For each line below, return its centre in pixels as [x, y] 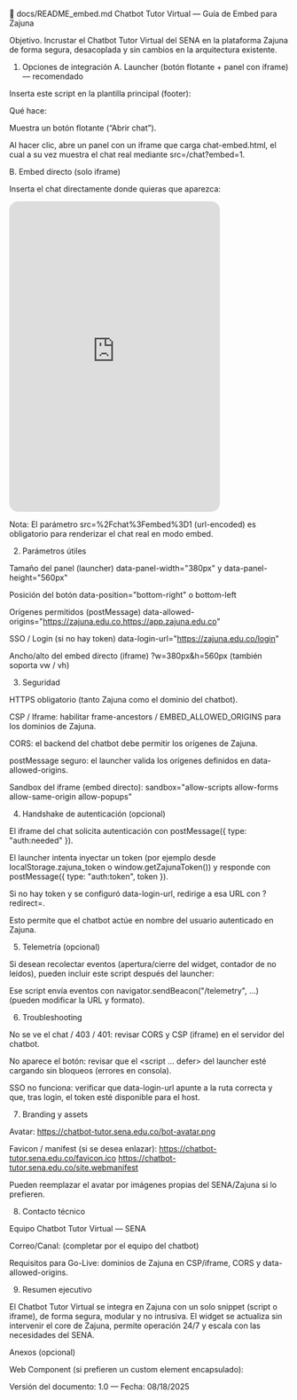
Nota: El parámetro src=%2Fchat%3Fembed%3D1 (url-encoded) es [133, 524]
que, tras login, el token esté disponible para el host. [105, 1097]
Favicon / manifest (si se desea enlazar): [83, 1148]
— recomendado [53, 76]
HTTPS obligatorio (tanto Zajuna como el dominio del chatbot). [124, 700]
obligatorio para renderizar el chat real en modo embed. [111, 534]
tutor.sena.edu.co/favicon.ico [63, 1158]
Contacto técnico [54, 1211]
